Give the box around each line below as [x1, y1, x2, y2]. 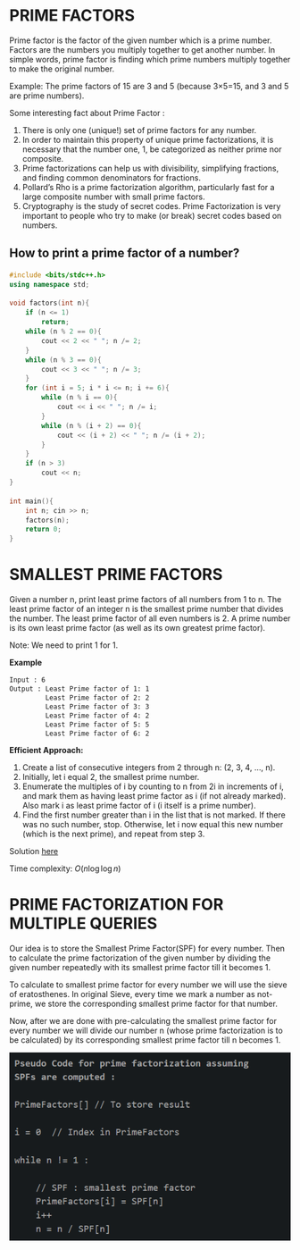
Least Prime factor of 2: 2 [45, 693, 150, 702]
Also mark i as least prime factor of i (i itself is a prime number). [21, 801, 256, 811]
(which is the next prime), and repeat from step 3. [21, 828, 205, 840]
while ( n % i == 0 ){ [41, 393, 118, 402]
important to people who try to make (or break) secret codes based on [21, 210, 282, 221]
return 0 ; [25, 524, 62, 534]
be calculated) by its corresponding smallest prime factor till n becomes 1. [9, 1035, 281, 1045]
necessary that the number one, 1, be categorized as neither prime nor [21, 144, 282, 155]
